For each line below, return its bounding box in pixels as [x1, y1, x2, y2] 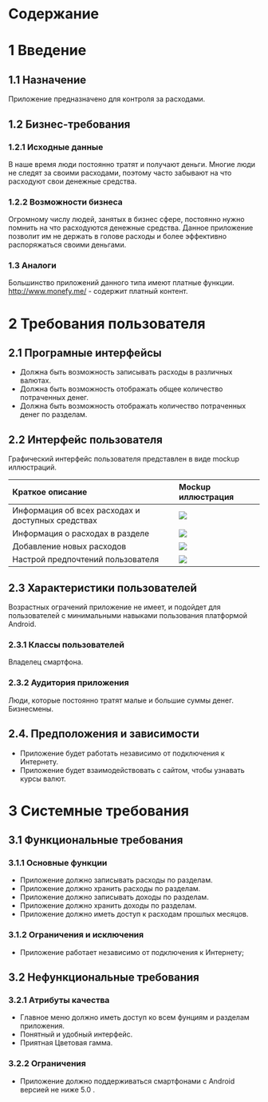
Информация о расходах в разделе [12, 528, 150, 539]
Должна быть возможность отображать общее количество [19, 384, 223, 394]
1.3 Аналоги [8, 260, 57, 272]
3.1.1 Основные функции [8, 858, 108, 868]
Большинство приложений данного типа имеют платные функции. [8, 278, 235, 287]
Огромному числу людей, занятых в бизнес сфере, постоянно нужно [8, 215, 245, 224]
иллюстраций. [8, 462, 57, 472]
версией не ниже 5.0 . [19, 1084, 96, 1094]
